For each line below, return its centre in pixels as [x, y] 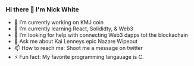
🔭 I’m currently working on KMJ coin [59, 23]
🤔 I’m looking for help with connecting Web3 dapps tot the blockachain [101, 35]
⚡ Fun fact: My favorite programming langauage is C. [79, 57]
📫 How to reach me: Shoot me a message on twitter [79, 48]
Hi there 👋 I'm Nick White [42, 10]
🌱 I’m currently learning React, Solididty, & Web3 [73, 29]
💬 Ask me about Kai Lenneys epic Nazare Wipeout [76, 42]
